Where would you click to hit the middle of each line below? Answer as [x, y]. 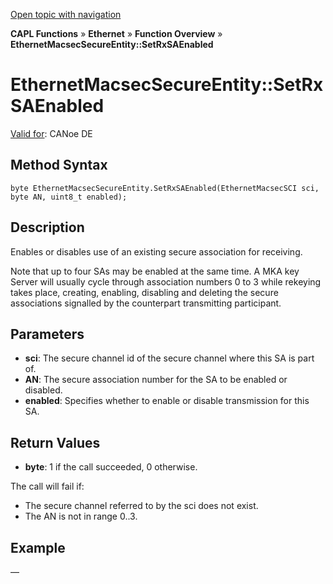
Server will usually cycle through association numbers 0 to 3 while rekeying [166, 281]
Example [38, 547]
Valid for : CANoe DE [51, 133]
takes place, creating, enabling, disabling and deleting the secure [144, 292]
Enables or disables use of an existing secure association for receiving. [156, 251]
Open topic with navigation [66, 14]
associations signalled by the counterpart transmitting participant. [146, 303]
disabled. [43, 390]
